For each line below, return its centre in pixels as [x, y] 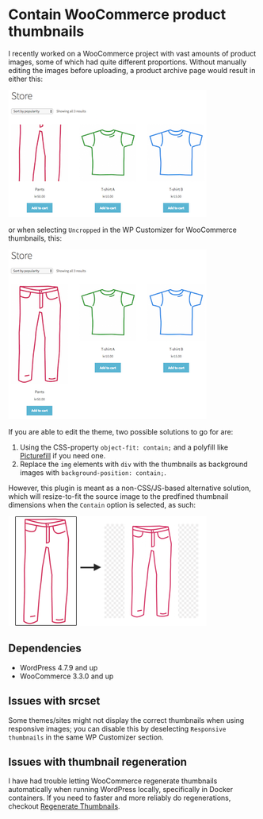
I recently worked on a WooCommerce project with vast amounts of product [132, 53]
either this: [26, 79]
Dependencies [45, 649]
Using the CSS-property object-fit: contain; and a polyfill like [124, 447]
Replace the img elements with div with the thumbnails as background [133, 464]
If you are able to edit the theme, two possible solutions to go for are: [121, 431]
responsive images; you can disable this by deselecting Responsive [117, 728]
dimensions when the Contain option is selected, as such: [102, 504]
